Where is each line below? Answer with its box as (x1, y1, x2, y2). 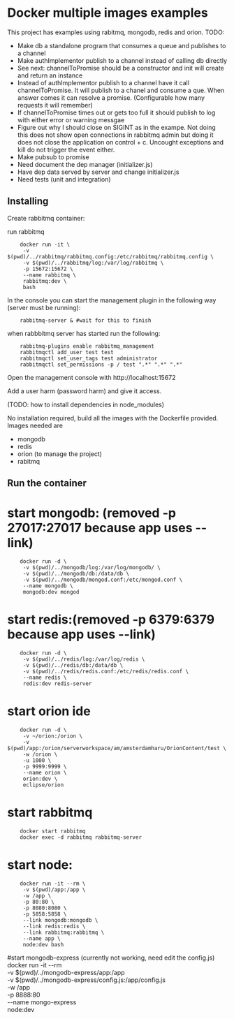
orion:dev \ (22, 775, 58, 782)
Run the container (7, 477, 87, 490)
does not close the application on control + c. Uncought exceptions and (17, 138, 224, 146)
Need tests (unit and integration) (17, 175, 111, 183)
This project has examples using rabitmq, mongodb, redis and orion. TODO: (7, 28, 225, 36)
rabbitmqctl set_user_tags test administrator (20, 355, 158, 362)
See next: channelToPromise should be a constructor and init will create (17, 64, 225, 72)
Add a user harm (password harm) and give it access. (7, 386, 162, 395)
